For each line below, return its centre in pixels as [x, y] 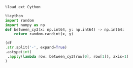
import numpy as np [25, 25]
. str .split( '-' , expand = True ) [36, 47]
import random [20, 20]
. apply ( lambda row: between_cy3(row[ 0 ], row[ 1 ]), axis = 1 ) [68, 56]
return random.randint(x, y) [44, 34]
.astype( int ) [18, 52]
